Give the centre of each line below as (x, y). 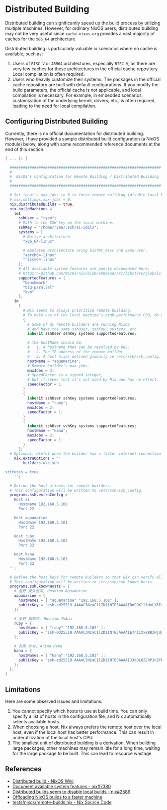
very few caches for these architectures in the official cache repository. (85, 69)
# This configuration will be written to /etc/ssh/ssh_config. (76, 490)
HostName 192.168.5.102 (43, 541)
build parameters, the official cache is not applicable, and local (77, 90)
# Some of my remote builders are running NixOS (79, 324)
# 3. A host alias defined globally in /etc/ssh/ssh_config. (94, 356)
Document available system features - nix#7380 (61, 786)
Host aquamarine (31, 518)
